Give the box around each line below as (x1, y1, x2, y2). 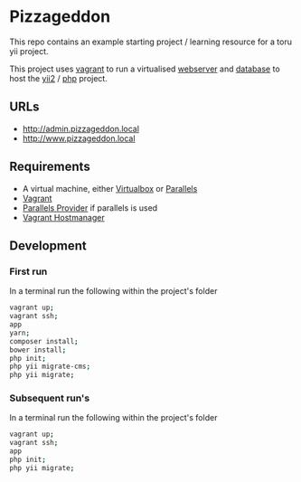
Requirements (9, 159, 90, 175)
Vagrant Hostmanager (22, 212, 106, 222)
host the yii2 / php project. (9, 72, 108, 83)
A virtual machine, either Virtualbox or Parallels (22, 183, 198, 194)
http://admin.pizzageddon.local (22, 123, 140, 134)
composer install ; (9, 336, 79, 345)
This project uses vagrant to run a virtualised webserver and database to (9, 63, 280, 74)
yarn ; (9, 328, 30, 337)
